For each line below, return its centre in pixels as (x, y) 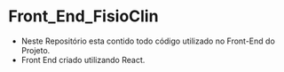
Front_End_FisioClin (83, 16)
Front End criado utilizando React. (83, 60)
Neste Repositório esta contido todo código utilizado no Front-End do (148, 41)
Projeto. (35, 50)
